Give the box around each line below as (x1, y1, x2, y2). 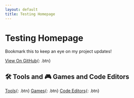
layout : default (5, 7, 38, 12)
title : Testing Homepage (5, 12, 55, 16)
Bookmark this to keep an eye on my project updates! (5, 49, 112, 54)
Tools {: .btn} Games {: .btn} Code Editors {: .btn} (5, 88, 100, 94)
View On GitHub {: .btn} (5, 58, 51, 64)
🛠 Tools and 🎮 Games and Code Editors (5, 72, 130, 81)
